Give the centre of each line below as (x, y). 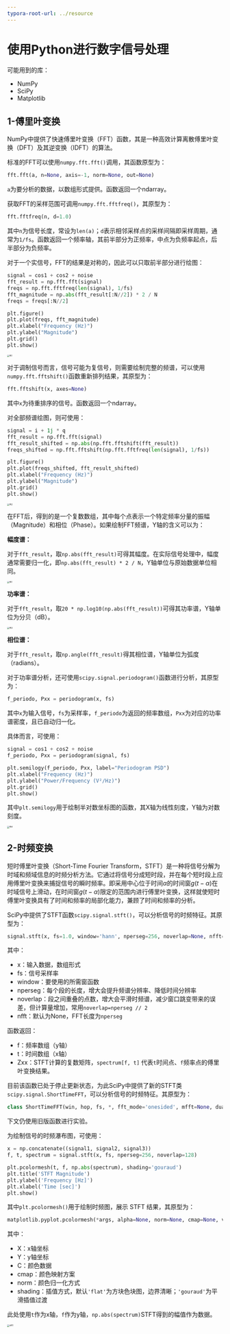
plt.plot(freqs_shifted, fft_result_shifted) (73, 468)
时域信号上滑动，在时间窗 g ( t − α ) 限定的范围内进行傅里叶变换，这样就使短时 (114, 892)
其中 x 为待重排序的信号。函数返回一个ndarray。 (74, 403)
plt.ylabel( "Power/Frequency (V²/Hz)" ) (64, 781)
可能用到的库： (28, 70)
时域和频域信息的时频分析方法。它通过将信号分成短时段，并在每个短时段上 (112, 874)
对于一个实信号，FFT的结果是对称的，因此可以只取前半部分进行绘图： (105, 263)
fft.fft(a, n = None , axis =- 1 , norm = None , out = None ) (81, 176)
